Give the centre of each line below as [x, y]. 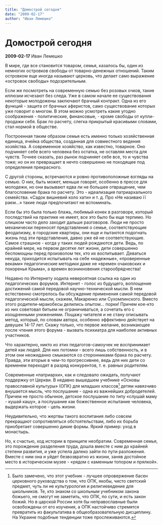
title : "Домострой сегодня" [33, 9]
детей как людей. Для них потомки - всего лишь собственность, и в [76, 350]
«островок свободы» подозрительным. [46, 81]
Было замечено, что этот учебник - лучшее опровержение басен [80, 476]
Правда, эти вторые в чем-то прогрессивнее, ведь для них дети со [75, 360]
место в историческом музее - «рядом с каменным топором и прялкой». [81, 462]
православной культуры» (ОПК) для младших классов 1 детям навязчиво [81, 385]
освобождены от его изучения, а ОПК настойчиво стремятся [75, 506]
